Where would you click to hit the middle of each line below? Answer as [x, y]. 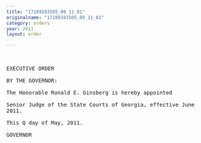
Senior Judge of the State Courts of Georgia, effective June [100, 105]
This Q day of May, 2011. [45, 123]
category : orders [28, 23]
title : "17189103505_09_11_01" [46, 12]
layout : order [24, 34]
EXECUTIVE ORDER [30, 69]
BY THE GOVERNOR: [32, 81]
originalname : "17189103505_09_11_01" [55, 17]
